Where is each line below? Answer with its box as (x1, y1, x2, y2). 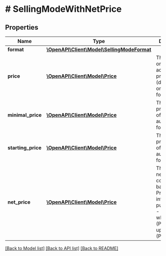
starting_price (7, 144, 42, 151)
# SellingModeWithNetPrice (5, 3, 122, 15)
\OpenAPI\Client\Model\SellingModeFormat (46, 46, 152, 53)
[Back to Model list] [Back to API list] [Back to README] (5, 246, 119, 251)
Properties (5, 23, 39, 32)
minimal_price (7, 112, 42, 118)
